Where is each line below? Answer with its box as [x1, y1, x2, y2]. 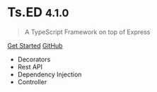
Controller [17, 77, 47, 86]
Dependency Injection [17, 70, 82, 79]
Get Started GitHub [7, 41, 63, 50]
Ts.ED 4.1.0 [7, 4, 69, 21]
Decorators [17, 54, 51, 64]
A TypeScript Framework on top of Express [24, 28, 151, 36]
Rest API [17, 62, 43, 71]
